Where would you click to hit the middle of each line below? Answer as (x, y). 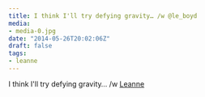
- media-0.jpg (32, 31)
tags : (17, 53)
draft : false (30, 46)
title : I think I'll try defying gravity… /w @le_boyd (103, 16)
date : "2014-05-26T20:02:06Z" (60, 38)
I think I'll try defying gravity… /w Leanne (77, 84)
